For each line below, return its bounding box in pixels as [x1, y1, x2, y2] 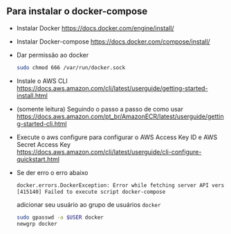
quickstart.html [16, 155, 60, 163]
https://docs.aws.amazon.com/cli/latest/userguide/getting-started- [16, 84, 208, 92]
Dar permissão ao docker [16, 51, 89, 59]
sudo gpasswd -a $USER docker [16, 214, 104, 221]
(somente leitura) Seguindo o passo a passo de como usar [16, 105, 184, 113]
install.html [16, 91, 48, 100]
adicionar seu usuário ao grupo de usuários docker [16, 201, 161, 209]
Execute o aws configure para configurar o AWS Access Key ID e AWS [16, 133, 218, 141]
